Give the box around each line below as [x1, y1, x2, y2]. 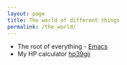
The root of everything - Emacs [17, 43, 108, 51]
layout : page [7, 10, 45, 17]
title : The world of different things [7, 17, 120, 24]
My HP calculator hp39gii [17, 50, 91, 58]
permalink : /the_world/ [7, 23, 77, 30]
